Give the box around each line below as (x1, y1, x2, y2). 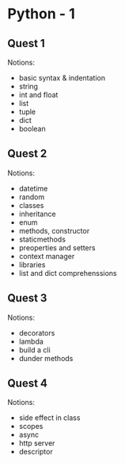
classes (18, 200, 44, 210)
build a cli (18, 344, 51, 355)
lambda (18, 336, 44, 346)
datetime (18, 183, 48, 193)
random (18, 192, 45, 202)
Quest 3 (7, 292, 47, 305)
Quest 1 (7, 37, 45, 50)
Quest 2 (7, 147, 47, 160)
